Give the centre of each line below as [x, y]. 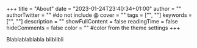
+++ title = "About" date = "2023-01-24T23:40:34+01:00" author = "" [94, 9]
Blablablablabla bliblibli [35, 39]
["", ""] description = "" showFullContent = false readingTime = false [92, 21]
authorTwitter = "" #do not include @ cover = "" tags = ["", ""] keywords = [99, 15]
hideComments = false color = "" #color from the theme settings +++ [93, 28]
